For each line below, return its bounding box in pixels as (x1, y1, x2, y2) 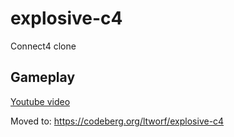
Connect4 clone (10, 40, 77, 52)
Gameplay (10, 69, 76, 86)
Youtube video (10, 95, 71, 107)
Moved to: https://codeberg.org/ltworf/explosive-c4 (10, 115, 225, 127)
